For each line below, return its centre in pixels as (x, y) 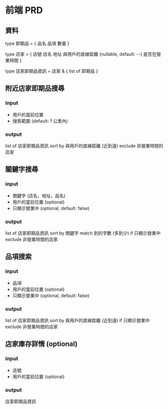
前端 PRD (24, 10)
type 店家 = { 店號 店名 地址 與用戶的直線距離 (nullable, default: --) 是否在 (81, 54)
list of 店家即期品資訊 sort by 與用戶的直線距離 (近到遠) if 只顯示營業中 (77, 320)
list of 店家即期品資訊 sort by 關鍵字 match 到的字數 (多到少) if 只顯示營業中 (83, 233)
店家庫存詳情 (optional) (41, 344)
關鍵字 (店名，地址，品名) (39, 195)
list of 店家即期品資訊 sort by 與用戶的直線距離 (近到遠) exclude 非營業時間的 (84, 146)
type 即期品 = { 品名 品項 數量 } (37, 43)
